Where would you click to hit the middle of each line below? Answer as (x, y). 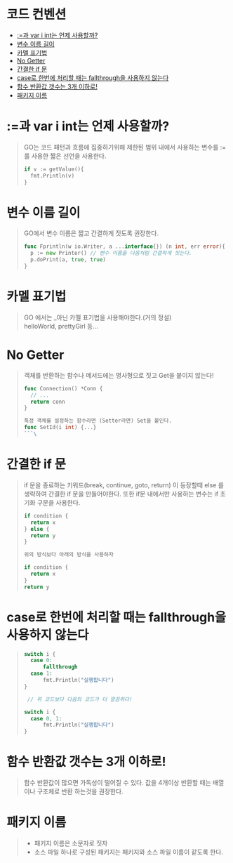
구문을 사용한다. (59, 502)
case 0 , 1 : (46, 718)
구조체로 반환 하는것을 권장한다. (80, 791)
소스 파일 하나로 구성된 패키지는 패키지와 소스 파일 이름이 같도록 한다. (129, 852)
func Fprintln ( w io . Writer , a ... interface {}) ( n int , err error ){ (125, 246)
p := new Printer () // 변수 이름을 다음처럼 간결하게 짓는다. (111, 253)
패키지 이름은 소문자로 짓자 (71, 843)
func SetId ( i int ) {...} (60, 428)
